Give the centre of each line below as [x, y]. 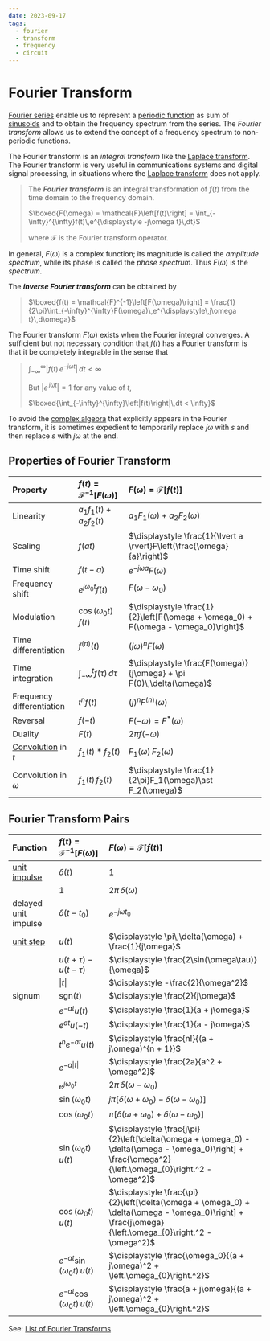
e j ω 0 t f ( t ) [93, 588]
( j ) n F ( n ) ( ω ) [148, 701]
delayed [27, 904]
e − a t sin [72, 1260]
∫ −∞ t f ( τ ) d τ [98, 673]
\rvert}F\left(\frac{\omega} [178, 546]
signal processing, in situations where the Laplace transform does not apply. [135, 173]
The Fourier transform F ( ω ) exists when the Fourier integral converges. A [129, 334]
